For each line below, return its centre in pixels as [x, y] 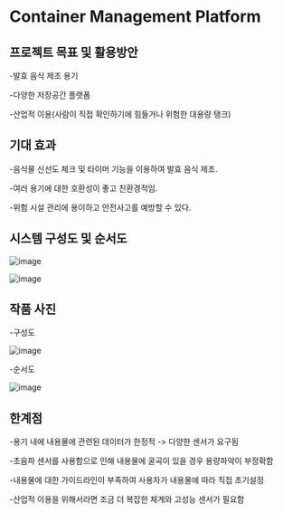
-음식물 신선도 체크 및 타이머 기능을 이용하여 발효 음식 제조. [113, 168]
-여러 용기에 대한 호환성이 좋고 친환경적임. [84, 188]
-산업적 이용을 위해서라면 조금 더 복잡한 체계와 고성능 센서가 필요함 [127, 499]
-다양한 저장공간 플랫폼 [50, 95]
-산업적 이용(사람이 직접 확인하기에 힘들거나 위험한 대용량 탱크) [120, 114]
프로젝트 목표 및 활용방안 [74, 52]
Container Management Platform [135, 17]
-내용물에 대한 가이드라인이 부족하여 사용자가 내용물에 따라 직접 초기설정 [137, 480]
